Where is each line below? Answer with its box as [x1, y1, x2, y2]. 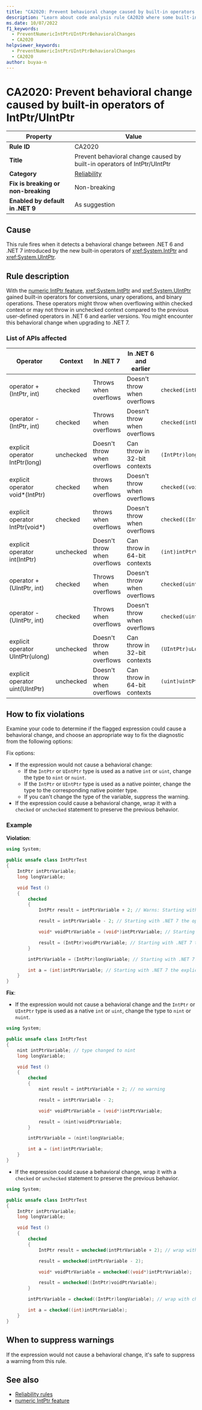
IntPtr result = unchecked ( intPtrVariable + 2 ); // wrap [38, 1247, 185, 1253]
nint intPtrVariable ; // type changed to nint [17, 1047, 136, 1054]
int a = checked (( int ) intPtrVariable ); [28, 1307, 128, 1313]
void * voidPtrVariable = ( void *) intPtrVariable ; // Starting [38, 929, 195, 935]
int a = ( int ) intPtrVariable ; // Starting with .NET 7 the [28, 967, 179, 973]
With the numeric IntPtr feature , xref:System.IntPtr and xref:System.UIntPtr [6, 287, 191, 294]
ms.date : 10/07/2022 [6, 20, 58, 26]
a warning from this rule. [6, 1357, 67, 1364]
